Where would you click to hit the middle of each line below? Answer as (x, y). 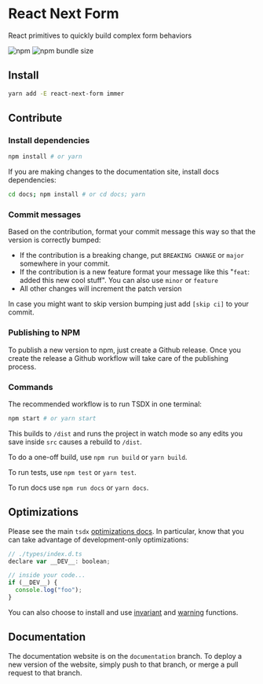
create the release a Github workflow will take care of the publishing (119, 358)
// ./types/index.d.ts (45, 554)
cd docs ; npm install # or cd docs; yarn (77, 195)
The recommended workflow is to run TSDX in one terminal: (105, 404)
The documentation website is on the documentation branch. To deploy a (125, 656)
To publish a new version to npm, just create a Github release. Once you (124, 350)
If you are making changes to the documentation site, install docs (114, 172)
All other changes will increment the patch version (100, 289)
